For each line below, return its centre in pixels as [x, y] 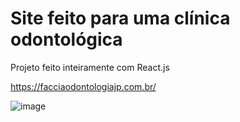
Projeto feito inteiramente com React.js [90, 67]
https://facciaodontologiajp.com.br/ [83, 86]
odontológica [66, 39]
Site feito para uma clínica [120, 18]
